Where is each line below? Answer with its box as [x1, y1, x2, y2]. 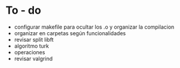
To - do [5, 4, 41, 17]
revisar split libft [14, 36, 54, 43]
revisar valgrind [14, 55, 53, 62]
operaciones [14, 48, 45, 55]
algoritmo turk [14, 42, 49, 50]
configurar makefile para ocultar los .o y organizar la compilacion [14, 23, 175, 30]
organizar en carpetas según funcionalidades [14, 29, 126, 36]
